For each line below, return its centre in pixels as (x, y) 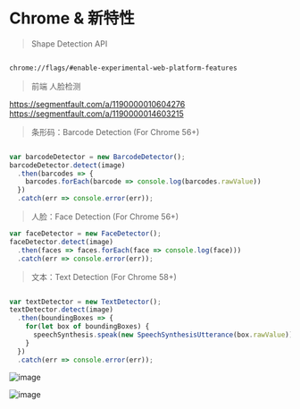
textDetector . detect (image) (62, 310)
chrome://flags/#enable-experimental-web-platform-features (124, 68)
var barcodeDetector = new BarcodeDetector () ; (97, 157)
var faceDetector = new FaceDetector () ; (86, 234)
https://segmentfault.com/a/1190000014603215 (97, 114)
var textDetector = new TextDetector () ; (86, 302)
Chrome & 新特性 (72, 18)
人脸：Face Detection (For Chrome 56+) (105, 217)
